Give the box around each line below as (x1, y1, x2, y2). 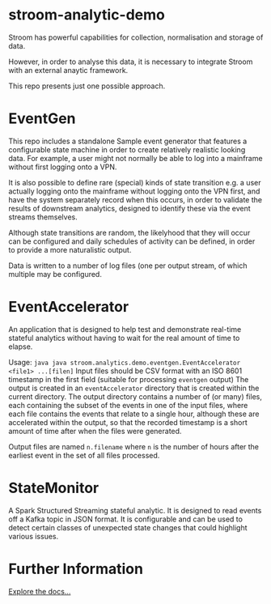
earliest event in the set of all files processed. (8, 450, 160, 460)
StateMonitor (8, 479, 100, 497)
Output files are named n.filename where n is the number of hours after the (8, 441, 260, 451)
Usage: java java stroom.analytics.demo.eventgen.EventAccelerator (8, 357, 241, 367)
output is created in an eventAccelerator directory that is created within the (8, 383, 260, 393)
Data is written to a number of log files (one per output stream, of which (8, 261, 248, 270)
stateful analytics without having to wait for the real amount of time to (8, 333, 240, 342)
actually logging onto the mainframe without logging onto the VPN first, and (8, 186, 260, 196)
